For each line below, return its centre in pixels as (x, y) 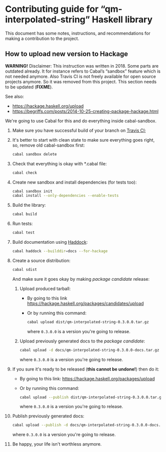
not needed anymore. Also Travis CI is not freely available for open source (81, 76)
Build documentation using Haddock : (50, 242)
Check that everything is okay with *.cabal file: (60, 163)
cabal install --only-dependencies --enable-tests (65, 196)
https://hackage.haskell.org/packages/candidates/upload (85, 303)
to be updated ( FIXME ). (29, 87)
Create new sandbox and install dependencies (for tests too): (74, 182)
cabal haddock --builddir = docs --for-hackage (60, 251)
